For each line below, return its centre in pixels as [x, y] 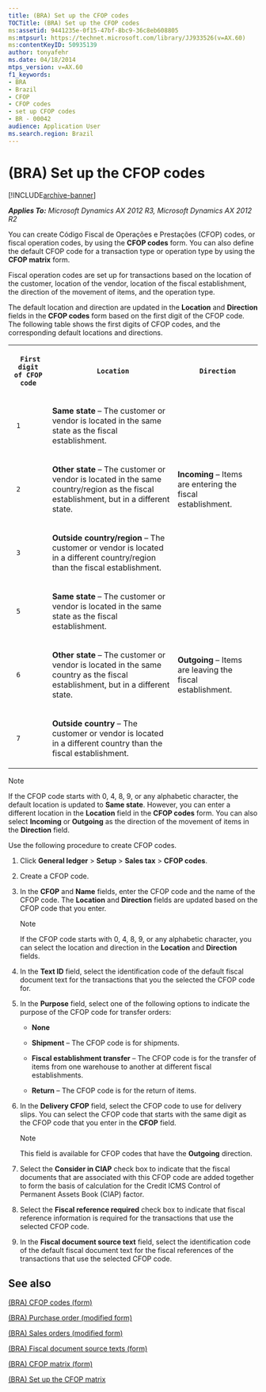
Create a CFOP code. [54, 876]
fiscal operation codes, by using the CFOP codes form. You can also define [131, 242]
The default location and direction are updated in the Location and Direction [133, 307]
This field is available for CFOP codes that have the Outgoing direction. [136, 1153]
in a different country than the [107, 743]
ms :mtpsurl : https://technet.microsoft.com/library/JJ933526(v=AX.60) [127, 38]
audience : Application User [55, 126]
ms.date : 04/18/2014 [42, 60]
